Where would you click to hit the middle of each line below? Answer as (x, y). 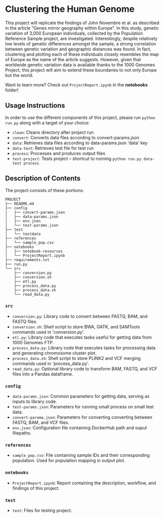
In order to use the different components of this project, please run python (80, 118)
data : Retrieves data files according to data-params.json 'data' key (80, 143)
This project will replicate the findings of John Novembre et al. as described (82, 23)
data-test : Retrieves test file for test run (53, 148)
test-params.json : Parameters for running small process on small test (83, 407)
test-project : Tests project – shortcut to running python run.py (77, 159)
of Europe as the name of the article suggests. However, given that (73, 59)
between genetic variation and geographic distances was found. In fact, (78, 49)
